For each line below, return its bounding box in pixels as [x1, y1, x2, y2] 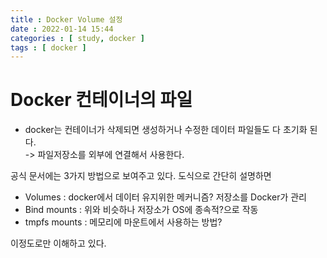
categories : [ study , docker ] [10, 33, 145, 43]
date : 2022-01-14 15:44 [10, 24, 114, 34]
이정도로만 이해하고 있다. [10, 237, 107, 250]
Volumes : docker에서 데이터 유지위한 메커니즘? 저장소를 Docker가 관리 [24, 191, 307, 203]
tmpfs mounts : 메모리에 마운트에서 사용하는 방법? [24, 216, 223, 228]
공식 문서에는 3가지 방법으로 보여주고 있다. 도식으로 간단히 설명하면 [10, 170, 272, 182]
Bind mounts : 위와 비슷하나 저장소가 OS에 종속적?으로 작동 [24, 204, 259, 216]
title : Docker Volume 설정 [10, 14, 123, 25]
